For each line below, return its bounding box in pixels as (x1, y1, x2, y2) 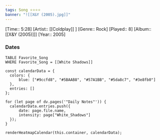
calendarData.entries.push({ (10, 104, 71, 109)
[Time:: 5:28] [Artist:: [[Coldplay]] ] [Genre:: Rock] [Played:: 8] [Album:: (5, 26, 151, 32)
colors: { (10, 73, 30, 78)
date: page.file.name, (18, 108, 66, 113)
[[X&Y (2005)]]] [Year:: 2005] (5, 31, 66, 37)
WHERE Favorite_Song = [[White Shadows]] (5, 59, 93, 64)
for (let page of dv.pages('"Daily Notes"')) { (5, 99, 107, 104)
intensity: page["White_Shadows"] (18, 112, 91, 117)
